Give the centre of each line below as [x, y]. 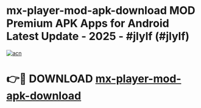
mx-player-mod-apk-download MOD [101, 11]
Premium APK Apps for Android [88, 23]
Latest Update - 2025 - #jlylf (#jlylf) [98, 36]
